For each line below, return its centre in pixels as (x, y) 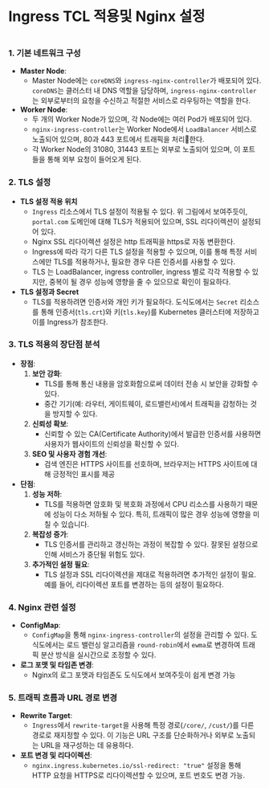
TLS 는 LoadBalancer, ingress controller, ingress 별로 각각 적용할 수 (141, 272)
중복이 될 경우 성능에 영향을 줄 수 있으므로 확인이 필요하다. (140, 281)
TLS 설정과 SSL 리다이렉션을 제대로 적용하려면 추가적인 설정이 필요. (150, 574)
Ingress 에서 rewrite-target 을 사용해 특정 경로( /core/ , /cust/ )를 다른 (143, 725)
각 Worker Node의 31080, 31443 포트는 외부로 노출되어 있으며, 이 (136, 149)
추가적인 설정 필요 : (61, 564)
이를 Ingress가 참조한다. (70, 321)
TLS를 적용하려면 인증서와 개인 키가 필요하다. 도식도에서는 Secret (135, 301)
